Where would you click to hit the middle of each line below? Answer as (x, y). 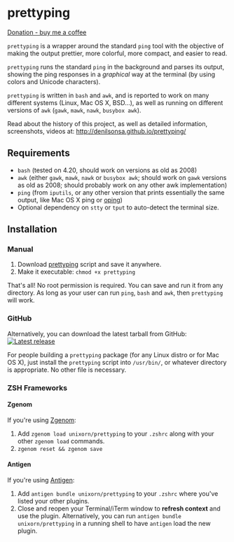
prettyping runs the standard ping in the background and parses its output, (116, 67)
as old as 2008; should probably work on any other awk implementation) (122, 185)
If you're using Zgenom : (42, 420)
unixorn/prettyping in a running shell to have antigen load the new (114, 524)
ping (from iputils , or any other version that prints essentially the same (121, 192)
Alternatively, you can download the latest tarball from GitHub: (97, 333)
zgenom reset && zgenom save (60, 449)
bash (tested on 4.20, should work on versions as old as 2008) (107, 170)
